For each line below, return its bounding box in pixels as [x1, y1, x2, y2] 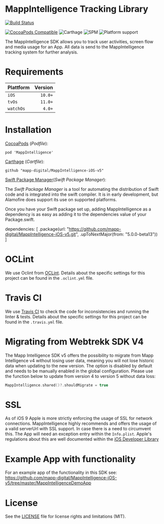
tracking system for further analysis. [5, 49, 78, 55]
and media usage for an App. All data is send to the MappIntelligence [5, 44, 144, 50]
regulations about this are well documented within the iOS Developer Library [5, 436, 159, 442]
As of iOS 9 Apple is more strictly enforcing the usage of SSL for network [5, 416, 153, 421]
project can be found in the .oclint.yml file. [5, 275, 94, 281]
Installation [5, 124, 52, 135]
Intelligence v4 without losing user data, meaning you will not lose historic [5, 357, 154, 364]
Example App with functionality [5, 453, 136, 465]
